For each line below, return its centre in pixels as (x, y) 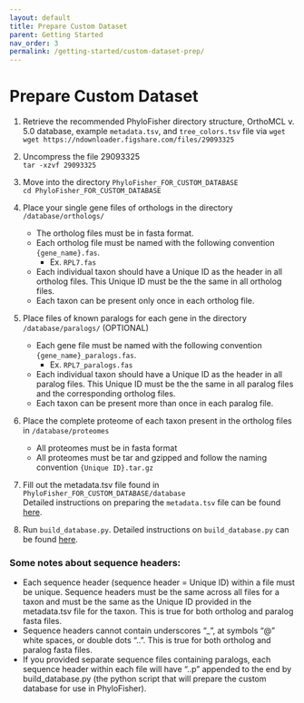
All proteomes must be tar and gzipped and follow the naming (152, 458)
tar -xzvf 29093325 (59, 166)
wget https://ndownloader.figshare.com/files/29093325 (128, 140)
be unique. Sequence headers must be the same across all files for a (151, 592)
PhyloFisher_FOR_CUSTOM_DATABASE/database (104, 494)
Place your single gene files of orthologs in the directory (127, 208)
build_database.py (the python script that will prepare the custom (144, 679)
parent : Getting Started (56, 34)
